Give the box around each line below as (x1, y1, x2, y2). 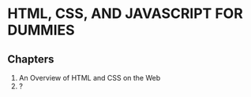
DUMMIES (7, 21, 76, 39)
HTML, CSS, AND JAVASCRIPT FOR (7, 5, 244, 23)
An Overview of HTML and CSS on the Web (18, 74, 161, 82)
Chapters (7, 52, 54, 66)
